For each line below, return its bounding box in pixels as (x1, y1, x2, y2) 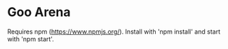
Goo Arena (7, 4, 71, 20)
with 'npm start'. (7, 34, 54, 43)
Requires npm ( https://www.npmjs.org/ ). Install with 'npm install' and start (7, 27, 221, 36)
